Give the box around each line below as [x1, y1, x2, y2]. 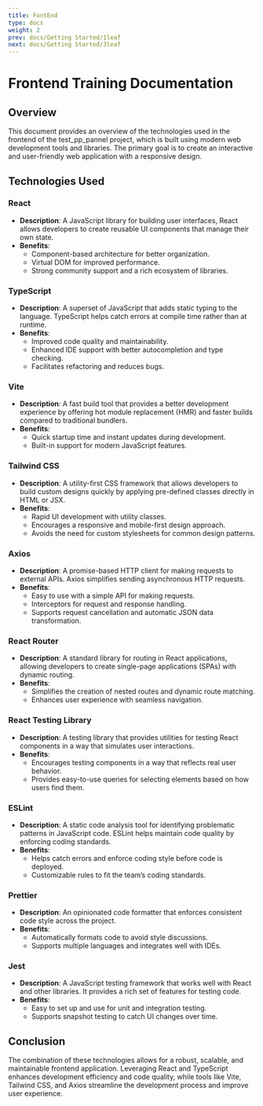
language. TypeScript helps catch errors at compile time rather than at [19, 312, 247, 321]
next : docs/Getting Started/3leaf [8, 41, 122, 49]
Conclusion [8, 1035, 66, 1048]
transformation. [31, 616, 82, 625]
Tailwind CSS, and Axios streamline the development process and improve [8, 1081, 249, 1090]
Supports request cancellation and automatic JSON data [31, 608, 214, 617]
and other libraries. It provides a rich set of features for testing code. [19, 987, 242, 996]
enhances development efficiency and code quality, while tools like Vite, [8, 1072, 242, 1082]
